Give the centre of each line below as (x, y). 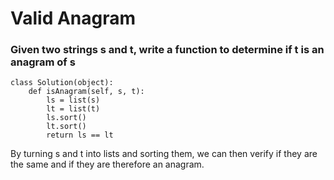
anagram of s (43, 62)
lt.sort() (66, 127)
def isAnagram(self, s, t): (86, 92)
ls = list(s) (73, 100)
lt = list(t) (73, 109)
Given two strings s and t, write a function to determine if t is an (167, 50)
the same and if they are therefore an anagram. (107, 164)
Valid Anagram (73, 18)
